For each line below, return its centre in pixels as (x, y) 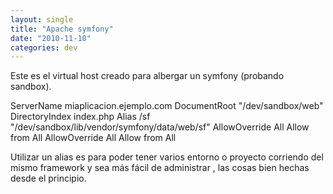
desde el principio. (48, 178)
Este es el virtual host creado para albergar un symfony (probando (147, 76)
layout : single (42, 19)
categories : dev (44, 47)
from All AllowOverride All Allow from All (93, 138)
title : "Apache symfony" (62, 29)
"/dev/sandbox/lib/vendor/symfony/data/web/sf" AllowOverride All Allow (160, 127)
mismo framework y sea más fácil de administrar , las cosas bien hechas (160, 168)
